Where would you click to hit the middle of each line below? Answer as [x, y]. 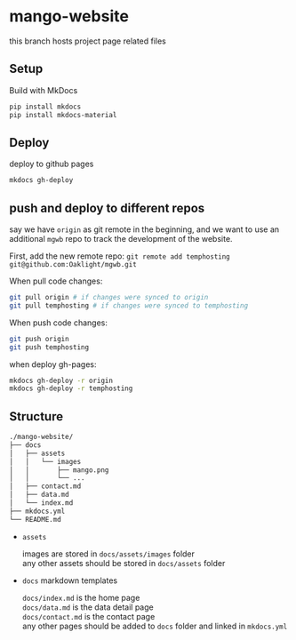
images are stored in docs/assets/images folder [108, 554]
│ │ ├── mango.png [59, 470]
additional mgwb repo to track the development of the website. [121, 239]
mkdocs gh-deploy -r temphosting [71, 388]
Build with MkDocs [44, 90]
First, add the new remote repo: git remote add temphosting [120, 256]
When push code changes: [59, 323]
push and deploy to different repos [107, 208]
